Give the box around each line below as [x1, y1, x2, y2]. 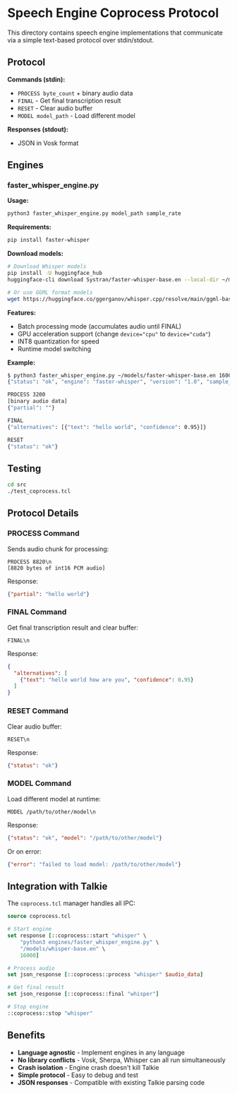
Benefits [7, 1030, 46, 1042]
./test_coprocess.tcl [7, 488, 71, 495]
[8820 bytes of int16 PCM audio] [7, 564, 106, 572]
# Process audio [7, 965, 55, 972]
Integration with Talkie [7, 880, 108, 892]
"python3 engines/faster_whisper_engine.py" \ [20, 939, 159, 946]
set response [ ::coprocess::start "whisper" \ [7, 932, 147, 939]
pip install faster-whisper [7, 237, 90, 244]
